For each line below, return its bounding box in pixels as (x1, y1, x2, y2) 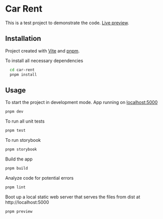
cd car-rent (10, 67, 35, 72)
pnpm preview (5, 209, 33, 214)
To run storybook (5, 137, 41, 143)
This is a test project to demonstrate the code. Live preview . (5, 20, 129, 26)
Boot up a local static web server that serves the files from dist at (5, 194, 140, 200)
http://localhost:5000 (5, 199, 49, 205)
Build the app (5, 156, 33, 162)
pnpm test (5, 128, 26, 133)
